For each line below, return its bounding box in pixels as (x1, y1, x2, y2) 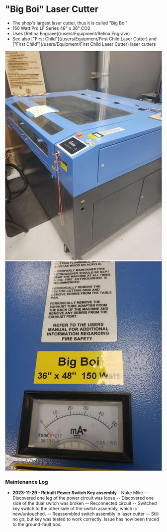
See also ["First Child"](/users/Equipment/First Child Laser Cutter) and (12, 36, 157, 42)
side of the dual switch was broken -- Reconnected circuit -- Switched (12, 500, 157, 506)
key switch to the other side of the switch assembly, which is (12, 505, 137, 511)
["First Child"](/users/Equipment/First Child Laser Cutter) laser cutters (12, 41, 156, 47)
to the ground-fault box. (12, 521, 62, 527)
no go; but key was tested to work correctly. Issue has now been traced (12, 516, 160, 522)
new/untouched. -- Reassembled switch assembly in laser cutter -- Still (12, 511, 159, 517)
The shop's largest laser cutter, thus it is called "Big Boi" (12, 20, 128, 26)
